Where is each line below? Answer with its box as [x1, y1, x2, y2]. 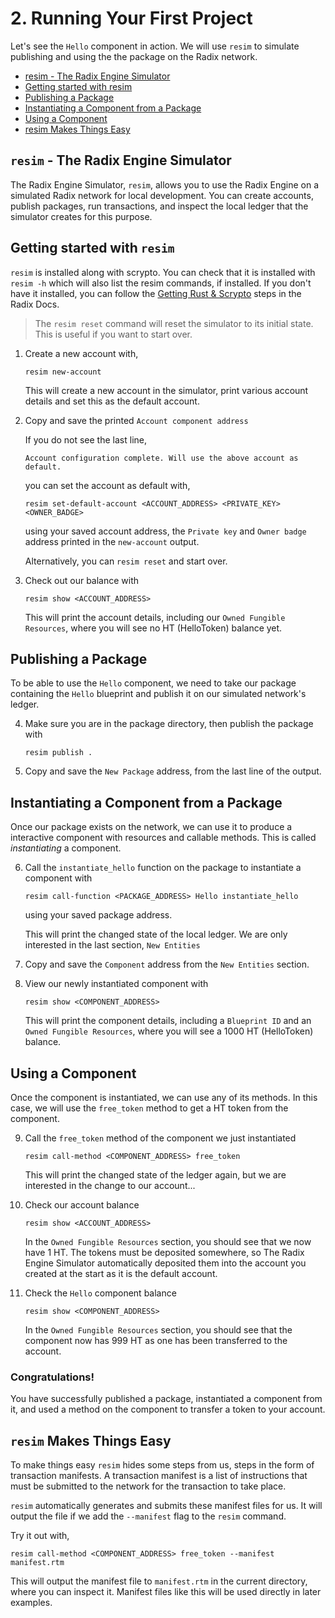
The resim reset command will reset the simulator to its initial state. [34, 317, 314, 329]
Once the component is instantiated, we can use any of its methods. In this [10, 1092, 318, 1103]
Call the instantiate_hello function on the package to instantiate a [24, 862, 302, 874]
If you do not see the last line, [24, 433, 147, 446]
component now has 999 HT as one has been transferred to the [24, 1335, 288, 1346]
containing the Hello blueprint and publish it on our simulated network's [10, 688, 307, 700]
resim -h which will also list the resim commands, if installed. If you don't [10, 277, 312, 289]
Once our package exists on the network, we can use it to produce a [10, 821, 293, 833]
